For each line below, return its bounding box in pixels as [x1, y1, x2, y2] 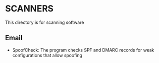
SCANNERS [5, 3, 53, 14]
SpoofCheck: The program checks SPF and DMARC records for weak [12, 47, 155, 53]
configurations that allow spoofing [12, 52, 83, 58]
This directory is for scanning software [5, 19, 84, 25]
